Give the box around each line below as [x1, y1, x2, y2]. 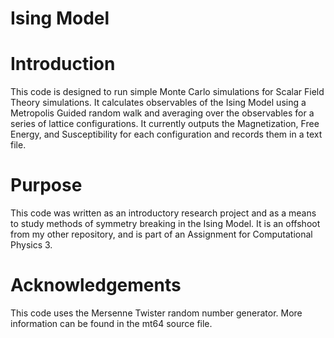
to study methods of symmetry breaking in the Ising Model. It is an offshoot [10, 218, 321, 230]
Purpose [10, 174, 83, 197]
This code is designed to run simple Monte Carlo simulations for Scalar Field [10, 86, 325, 98]
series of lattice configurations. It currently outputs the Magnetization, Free [10, 118, 320, 130]
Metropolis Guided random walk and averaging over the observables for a [10, 107, 315, 119]
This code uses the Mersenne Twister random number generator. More [10, 307, 303, 319]
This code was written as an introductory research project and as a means [10, 207, 317, 219]
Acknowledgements [10, 274, 182, 297]
